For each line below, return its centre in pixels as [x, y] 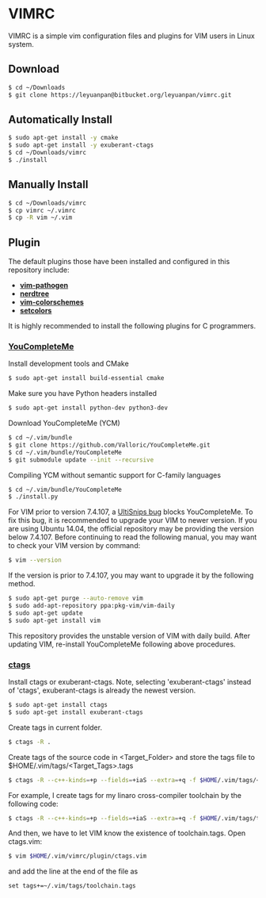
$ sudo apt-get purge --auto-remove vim [76, 599]
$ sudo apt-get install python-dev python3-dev [88, 408]
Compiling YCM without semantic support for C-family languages [115, 475]
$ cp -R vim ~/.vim [40, 218]
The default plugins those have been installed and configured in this [119, 262]
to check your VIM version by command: [74, 546]
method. [22, 584]
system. [21, 44]
